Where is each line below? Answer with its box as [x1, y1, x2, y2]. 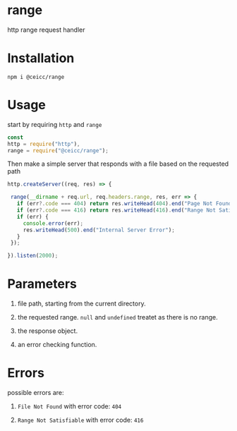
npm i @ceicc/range [7, 73, 65, 80]
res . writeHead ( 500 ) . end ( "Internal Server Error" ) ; [23, 226, 175, 233]
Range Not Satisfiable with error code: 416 [17, 415, 144, 425]
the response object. [17, 327, 78, 335]
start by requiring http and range [7, 120, 102, 128]
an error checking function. [17, 341, 97, 349]
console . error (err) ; [23, 219, 83, 227]
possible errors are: [7, 389, 64, 397]
